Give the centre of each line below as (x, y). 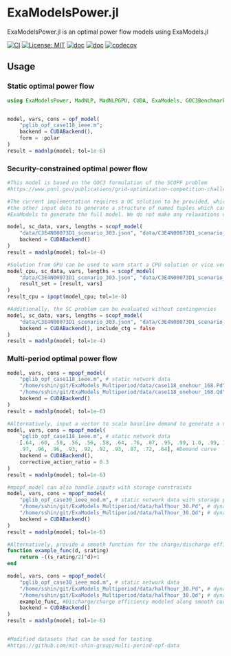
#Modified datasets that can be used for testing (80, 639)
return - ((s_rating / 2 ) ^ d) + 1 (59, 557)
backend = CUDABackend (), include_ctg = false (87, 328)
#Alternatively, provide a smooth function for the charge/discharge (109, 545)
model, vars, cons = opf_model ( (53, 119)
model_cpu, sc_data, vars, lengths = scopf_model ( (81, 271)
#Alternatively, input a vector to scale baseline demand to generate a (113, 424)
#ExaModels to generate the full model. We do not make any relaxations (113, 215)
